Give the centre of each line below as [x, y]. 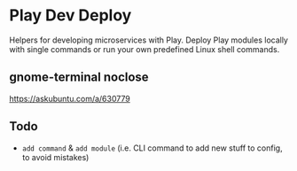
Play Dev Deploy [70, 16]
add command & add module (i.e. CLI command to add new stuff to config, [152, 148]
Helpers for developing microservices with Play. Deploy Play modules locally [148, 40]
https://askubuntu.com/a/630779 [70, 98]
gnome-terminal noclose [79, 78]
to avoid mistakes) [55, 157]
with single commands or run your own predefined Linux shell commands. [145, 49]
